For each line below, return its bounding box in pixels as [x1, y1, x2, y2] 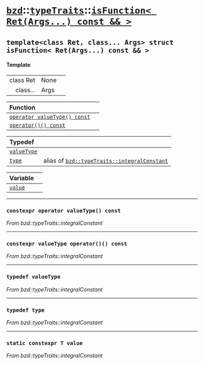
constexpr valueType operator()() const [6, 240, 127, 247]
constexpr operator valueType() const [6, 207, 121, 214]
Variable [9, 174, 35, 182]
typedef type [6, 307, 45, 313]
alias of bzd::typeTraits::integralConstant [43, 156, 169, 165]
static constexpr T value [6, 339, 83, 346]
